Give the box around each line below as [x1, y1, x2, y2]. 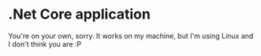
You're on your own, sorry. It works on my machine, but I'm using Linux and [8, 31, 254, 40]
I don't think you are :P [8, 39, 81, 48]
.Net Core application [8, 5, 151, 23]
